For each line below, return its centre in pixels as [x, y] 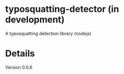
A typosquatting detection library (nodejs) [48, 33]
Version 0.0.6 [19, 67]
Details [20, 54]
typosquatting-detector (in [62, 9]
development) [35, 20]
